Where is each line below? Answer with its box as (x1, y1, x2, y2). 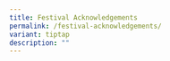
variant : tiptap (9, 30, 70, 39)
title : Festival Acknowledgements (9, 13, 139, 22)
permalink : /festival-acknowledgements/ (9, 22, 163, 30)
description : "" (9, 38, 70, 48)
